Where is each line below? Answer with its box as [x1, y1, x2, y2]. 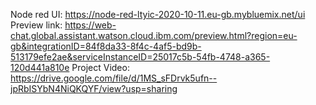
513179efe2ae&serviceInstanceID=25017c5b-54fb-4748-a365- [10, 51, 271, 63]
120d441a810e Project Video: [10, 62, 130, 73]
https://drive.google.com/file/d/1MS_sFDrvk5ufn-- [10, 72, 218, 84]
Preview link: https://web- [10, 19, 117, 31]
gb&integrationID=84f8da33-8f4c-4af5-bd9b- [10, 40, 202, 52]
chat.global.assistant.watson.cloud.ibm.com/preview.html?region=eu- [10, 30, 298, 41]
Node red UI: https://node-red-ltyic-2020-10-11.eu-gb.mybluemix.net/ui [10, 9, 306, 20]
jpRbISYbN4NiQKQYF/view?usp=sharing [10, 83, 178, 94]
